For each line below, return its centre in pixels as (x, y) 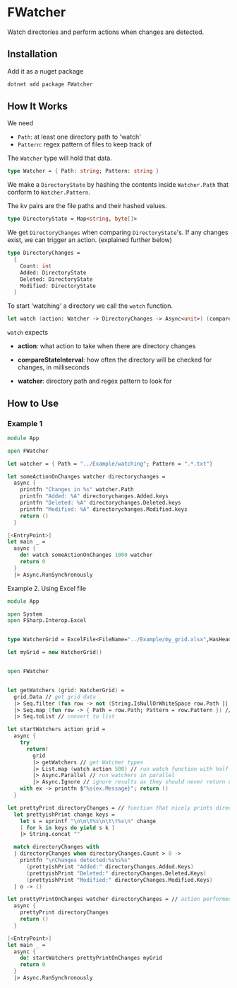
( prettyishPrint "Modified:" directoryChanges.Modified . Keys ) (119, 880)
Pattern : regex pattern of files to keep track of (85, 144)
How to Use (33, 403)
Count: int (36, 266)
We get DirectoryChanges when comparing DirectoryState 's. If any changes (118, 232)
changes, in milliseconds (53, 367)
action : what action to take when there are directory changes (107, 346)
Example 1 (25, 423)
